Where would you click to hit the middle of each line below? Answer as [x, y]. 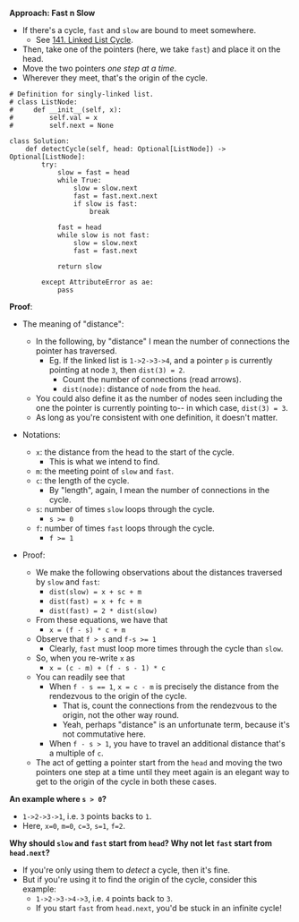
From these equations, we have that [102, 620]
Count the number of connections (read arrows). [152, 379]
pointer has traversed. [77, 351]
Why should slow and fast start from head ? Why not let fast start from [141, 843]
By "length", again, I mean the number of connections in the [159, 490]
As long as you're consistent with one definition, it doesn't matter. [157, 417]
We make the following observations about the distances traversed [159, 572]
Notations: [41, 435]
